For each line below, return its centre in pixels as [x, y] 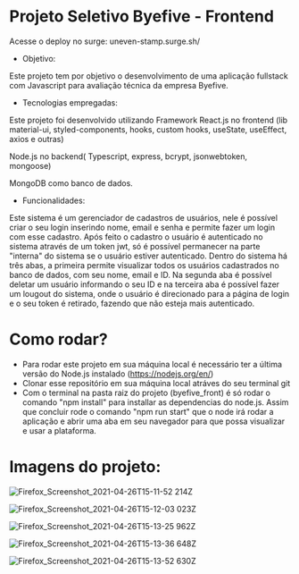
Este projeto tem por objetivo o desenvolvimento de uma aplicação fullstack [149, 76]
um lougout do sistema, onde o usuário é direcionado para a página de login [149, 293]
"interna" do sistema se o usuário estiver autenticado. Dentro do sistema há [149, 256]
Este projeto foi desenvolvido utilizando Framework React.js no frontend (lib [149, 120]
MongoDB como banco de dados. [71, 183]
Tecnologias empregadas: [70, 102]
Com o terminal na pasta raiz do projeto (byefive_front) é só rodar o [146, 393]
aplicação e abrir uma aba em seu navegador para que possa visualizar [154, 421]
